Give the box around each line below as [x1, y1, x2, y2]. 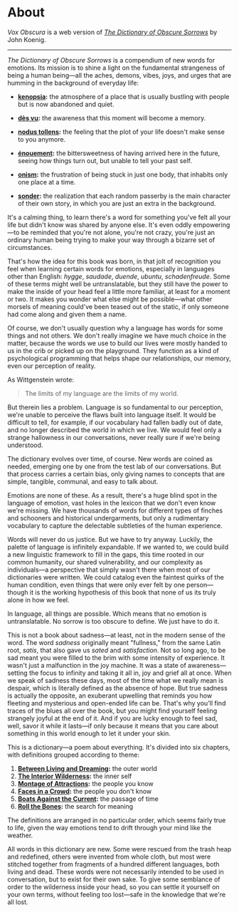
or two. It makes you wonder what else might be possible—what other [7, 295, 213, 303]
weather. [7, 831, 33, 839]
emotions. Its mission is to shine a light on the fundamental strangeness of [7, 63, 225, 72]
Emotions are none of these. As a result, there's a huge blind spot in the [7, 491, 218, 499]
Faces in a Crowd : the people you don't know [17, 787, 152, 795]
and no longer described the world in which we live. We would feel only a [7, 425, 222, 434]
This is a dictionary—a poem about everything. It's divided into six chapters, [7, 743, 230, 751]
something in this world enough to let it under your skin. [7, 729, 171, 738]
